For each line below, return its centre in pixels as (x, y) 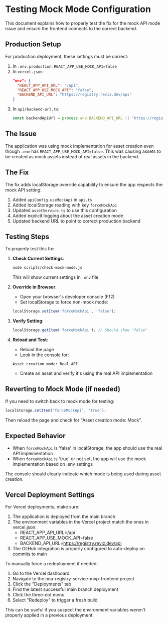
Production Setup (33, 44)
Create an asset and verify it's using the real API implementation (86, 373)
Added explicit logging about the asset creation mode (68, 216)
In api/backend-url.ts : (36, 109)
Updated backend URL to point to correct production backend (76, 221)
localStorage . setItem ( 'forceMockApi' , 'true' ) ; (56, 410)
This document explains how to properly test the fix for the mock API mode (83, 23)
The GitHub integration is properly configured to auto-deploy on (78, 549)
